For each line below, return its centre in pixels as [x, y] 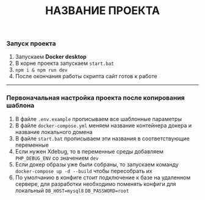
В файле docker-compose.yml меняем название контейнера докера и [103, 125]
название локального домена [54, 131]
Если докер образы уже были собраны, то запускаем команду [97, 164]
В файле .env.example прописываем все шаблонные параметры [98, 119]
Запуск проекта [31, 43]
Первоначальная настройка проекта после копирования [95, 98]
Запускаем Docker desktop [51, 57]
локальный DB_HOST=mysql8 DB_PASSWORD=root [72, 190]
